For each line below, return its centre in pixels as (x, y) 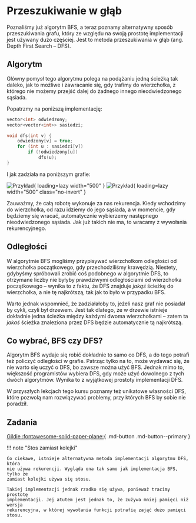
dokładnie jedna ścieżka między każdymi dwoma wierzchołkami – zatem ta (97, 316)
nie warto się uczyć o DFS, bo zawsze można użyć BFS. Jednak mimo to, (95, 367)
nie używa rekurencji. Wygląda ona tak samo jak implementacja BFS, (92, 469)
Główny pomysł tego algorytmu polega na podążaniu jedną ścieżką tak (92, 78)
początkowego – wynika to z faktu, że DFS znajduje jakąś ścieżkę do (90, 286)
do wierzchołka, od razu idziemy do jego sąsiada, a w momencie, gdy (91, 209)
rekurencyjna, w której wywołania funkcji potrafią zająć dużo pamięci (96, 510)
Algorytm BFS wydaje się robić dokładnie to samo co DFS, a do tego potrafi (98, 355)
